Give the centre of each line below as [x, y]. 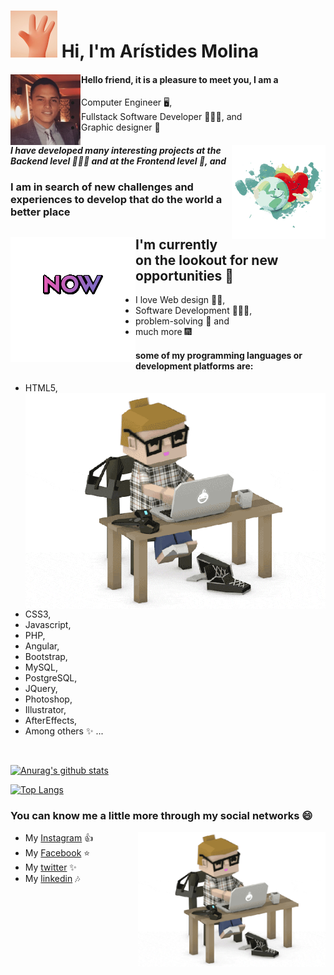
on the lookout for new [207, 260]
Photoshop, [48, 699]
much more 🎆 [163, 332]
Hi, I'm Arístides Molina [160, 51]
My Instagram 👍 [59, 838]
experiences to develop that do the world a [116, 200]
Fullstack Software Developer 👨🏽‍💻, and [162, 117]
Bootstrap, [46, 656]
